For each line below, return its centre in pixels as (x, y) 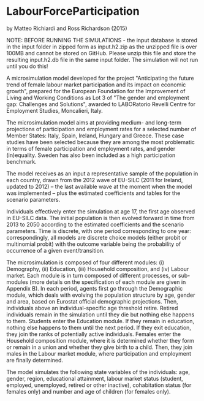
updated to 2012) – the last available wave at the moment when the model (99, 186)
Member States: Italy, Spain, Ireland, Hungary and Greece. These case (95, 136)
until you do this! (27, 66)
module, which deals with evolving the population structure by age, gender (101, 295)
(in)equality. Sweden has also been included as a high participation (91, 155)
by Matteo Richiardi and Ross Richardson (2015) (67, 28)
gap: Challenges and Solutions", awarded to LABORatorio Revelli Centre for (101, 104)
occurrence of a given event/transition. (55, 250)
